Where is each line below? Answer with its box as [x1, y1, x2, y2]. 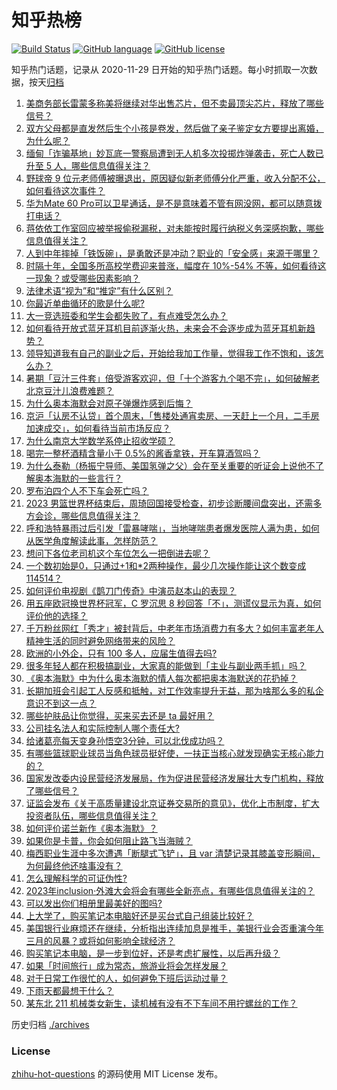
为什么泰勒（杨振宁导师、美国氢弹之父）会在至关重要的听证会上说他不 [25, 459, 316, 471]
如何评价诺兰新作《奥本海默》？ [25, 822, 158, 834]
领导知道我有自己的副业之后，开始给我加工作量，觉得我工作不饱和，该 [25, 347, 316, 359]
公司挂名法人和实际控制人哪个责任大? [25, 722, 180, 734]
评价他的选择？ [25, 609, 88, 621]
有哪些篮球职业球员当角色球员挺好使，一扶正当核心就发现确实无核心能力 [25, 747, 324, 759]
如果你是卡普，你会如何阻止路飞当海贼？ [25, 834, 193, 846]
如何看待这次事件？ [25, 184, 106, 196]
